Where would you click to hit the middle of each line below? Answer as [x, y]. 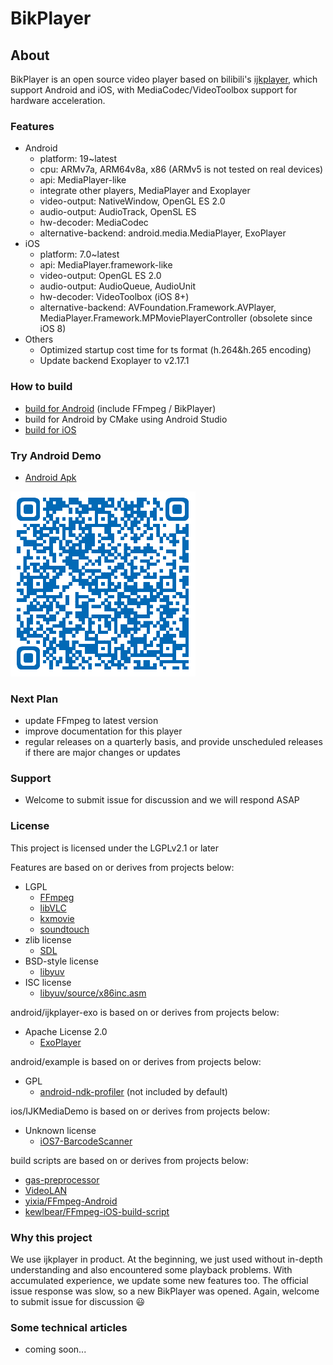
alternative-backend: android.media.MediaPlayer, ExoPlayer [163, 233]
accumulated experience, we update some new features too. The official [159, 1281]
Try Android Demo [56, 455]
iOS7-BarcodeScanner [86, 1141]
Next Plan [34, 699]
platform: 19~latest [78, 159]
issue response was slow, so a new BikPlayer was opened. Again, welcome [165, 1291]
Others [39, 339]
